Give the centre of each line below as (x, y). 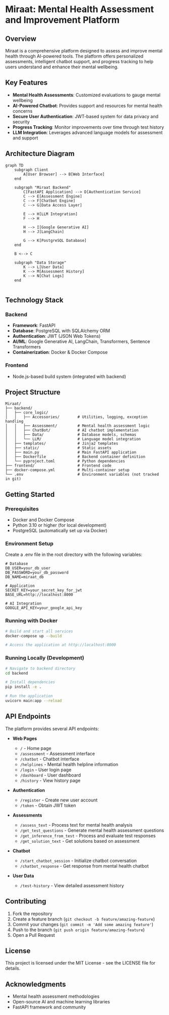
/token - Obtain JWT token (48, 805)
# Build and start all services (39, 631)
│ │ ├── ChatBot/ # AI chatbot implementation (72, 430)
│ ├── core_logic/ (27, 413)
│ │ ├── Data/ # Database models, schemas (71, 435)
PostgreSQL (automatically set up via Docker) (60, 531)
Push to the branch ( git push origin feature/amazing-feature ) (78, 930)
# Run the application (29, 696)
